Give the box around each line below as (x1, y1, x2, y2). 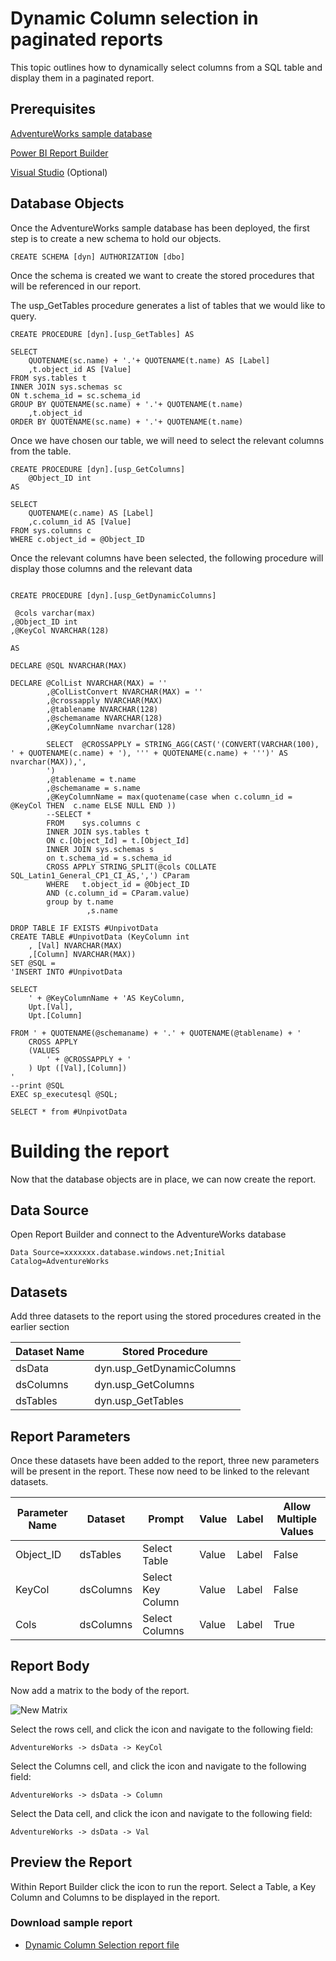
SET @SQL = (10, 958, 56, 968)
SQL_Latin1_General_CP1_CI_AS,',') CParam (10, 870, 190, 881)
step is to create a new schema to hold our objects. (10, 232, 222, 244)
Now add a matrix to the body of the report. (10, 1684, 190, 1696)
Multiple (276, 1512, 318, 1526)
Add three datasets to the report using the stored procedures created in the (10, 1310, 322, 1322)
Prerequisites (10, 101, 96, 118)
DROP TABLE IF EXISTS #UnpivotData (10, 923, 159, 933)
